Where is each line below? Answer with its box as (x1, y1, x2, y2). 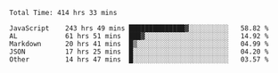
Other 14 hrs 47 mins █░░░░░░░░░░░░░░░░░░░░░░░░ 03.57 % (9, 55, 269, 64)
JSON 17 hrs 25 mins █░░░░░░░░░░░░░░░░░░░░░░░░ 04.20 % (9, 47, 269, 56)
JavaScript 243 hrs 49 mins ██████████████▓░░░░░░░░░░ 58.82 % (9, 24, 269, 33)
